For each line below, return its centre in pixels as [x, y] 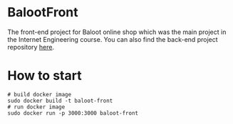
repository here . [31, 47]
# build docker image [40, 94]
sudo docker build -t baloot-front [60, 101]
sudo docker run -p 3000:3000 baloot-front [73, 113]
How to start [45, 76]
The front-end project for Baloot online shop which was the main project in [117, 32]
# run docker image [36, 107]
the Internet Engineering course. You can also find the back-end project [113, 39]
